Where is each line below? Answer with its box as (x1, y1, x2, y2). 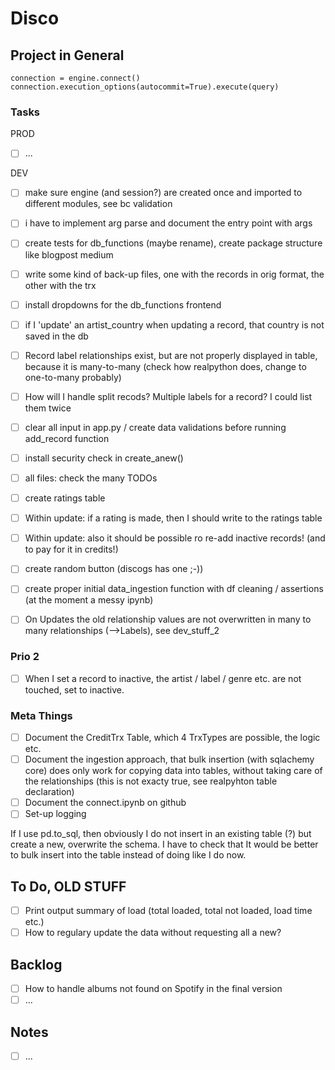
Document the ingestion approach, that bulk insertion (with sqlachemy (24, 753, 315, 766)
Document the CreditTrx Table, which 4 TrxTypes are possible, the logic (24, 732, 321, 744)
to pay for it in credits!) (24, 543, 119, 556)
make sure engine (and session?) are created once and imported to (24, 187, 303, 199)
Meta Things (10, 708, 73, 722)
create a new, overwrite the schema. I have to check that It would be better (10, 838, 319, 851)
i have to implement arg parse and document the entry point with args (24, 217, 313, 229)
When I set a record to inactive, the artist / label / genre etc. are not (24, 672, 302, 684)
